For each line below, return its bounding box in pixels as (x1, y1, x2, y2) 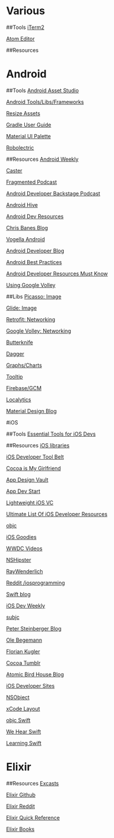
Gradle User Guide (6, 121, 51, 128)
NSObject (6, 693, 30, 701)
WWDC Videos (6, 545, 43, 552)
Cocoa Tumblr (6, 659, 41, 666)
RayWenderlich (6, 567, 43, 574)
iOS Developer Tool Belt (6, 453, 64, 460)
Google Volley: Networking (6, 327, 71, 334)
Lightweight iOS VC (6, 499, 54, 506)
